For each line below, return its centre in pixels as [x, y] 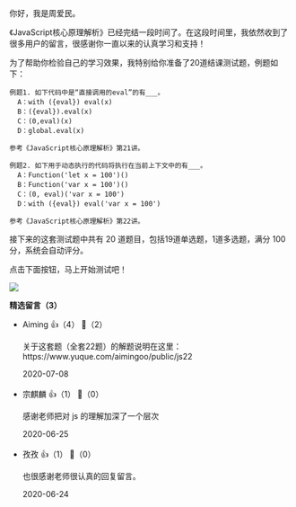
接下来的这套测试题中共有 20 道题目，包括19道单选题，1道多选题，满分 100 [148, 239]
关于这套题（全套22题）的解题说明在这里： [102, 346]
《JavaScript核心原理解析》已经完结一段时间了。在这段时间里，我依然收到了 [149, 32]
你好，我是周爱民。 [45, 13]
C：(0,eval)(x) [45, 121]
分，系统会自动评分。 [48, 250]
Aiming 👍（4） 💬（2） [65, 325]
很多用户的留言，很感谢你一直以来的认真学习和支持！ [108, 44]
